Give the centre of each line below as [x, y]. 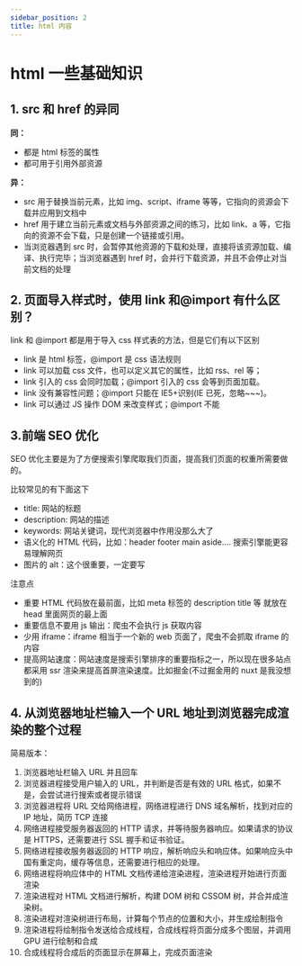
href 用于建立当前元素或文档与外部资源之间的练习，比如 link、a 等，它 [153, 224]
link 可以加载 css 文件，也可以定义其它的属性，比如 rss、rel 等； [142, 371]
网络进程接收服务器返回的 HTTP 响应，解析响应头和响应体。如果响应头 [154, 851]
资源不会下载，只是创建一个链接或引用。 [114, 235]
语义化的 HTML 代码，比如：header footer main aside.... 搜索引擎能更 [152, 542]
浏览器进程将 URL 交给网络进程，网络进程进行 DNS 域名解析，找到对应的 [158, 806]
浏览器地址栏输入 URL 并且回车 [80, 772]
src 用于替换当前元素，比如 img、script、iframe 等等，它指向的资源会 [152, 201]
